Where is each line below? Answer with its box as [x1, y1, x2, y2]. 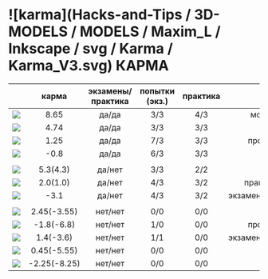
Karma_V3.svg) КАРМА [8, 57, 169, 75]
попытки [139, 86, 175, 97]
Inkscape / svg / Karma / [8, 40, 173, 58]
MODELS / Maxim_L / [79, 22, 221, 41]
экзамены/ [88, 86, 132, 97]
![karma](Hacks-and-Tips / [8, 6, 191, 24]
